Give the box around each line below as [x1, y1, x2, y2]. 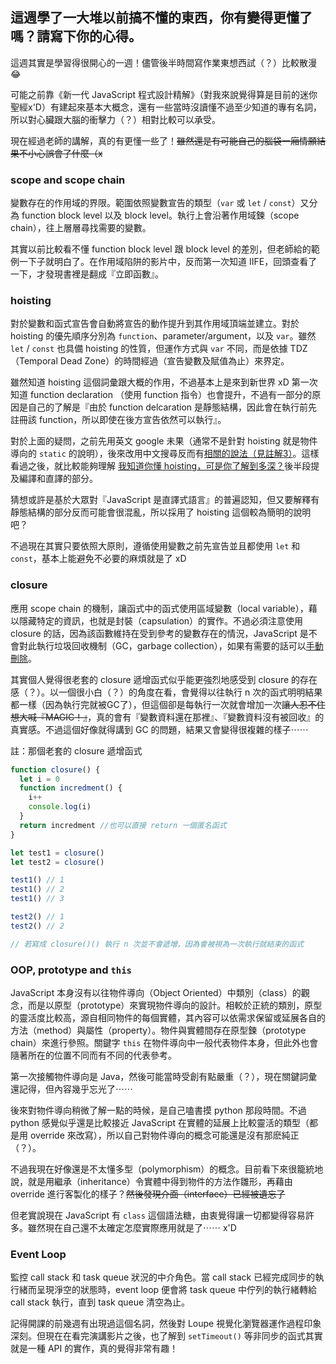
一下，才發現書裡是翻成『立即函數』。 [10, 268, 164, 280]
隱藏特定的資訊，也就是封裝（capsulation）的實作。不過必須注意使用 [18, 614, 304, 627]
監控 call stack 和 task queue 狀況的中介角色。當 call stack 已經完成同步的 [10, 1271, 316, 1283]
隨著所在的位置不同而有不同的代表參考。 [10, 1049, 177, 1061]
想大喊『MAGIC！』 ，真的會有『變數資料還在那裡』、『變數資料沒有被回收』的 [10, 711, 325, 723]
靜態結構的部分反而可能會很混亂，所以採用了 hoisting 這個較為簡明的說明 [10, 506, 312, 518]
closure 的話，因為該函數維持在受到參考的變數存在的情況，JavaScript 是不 [10, 627, 318, 639]
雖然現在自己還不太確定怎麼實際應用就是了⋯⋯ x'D [27, 1222, 237, 1233]
